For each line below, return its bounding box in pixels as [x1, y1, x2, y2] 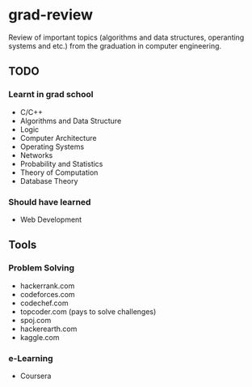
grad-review [8, 6, 94, 24]
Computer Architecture [19, 133, 97, 142]
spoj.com [19, 315, 52, 325]
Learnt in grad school [8, 89, 94, 100]
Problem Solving [8, 262, 75, 274]
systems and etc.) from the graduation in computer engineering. [8, 40, 222, 50]
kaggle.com [19, 332, 60, 342]
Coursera [19, 371, 52, 381]
